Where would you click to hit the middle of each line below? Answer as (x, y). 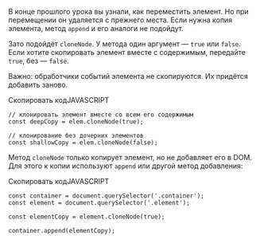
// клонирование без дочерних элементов (76, 135)
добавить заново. (38, 84)
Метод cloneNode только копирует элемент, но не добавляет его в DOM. (130, 157)
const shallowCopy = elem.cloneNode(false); (83, 143)
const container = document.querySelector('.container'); (106, 196)
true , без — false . (39, 61)
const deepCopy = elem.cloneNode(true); (76, 122)
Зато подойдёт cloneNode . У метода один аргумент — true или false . (124, 44)
